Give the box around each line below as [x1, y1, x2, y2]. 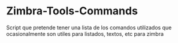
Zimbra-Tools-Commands [6, 4, 138, 18]
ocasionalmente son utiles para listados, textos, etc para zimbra [6, 30, 164, 37]
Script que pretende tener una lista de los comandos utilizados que [6, 24, 172, 31]
